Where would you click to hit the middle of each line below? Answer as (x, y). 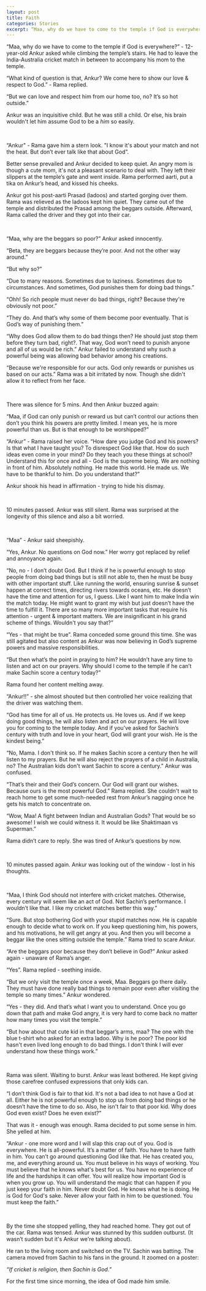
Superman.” (21, 829)
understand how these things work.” (52, 1051)
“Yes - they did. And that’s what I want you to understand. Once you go (96, 1007)
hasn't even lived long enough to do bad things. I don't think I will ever (95, 1045)
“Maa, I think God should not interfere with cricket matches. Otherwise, (96, 895)
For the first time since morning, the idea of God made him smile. (88, 1281)
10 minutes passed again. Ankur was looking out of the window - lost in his (101, 865)
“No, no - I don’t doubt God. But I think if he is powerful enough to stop (96, 571)
